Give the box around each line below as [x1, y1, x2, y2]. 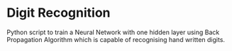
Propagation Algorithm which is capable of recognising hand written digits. [6, 35, 225, 43]
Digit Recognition [6, 5, 111, 21]
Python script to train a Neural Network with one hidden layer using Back [6, 28, 220, 36]
